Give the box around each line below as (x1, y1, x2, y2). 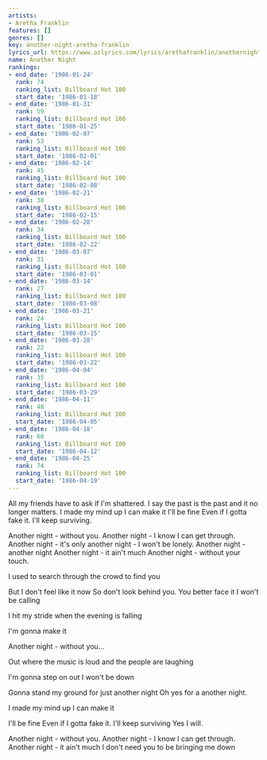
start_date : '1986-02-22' (15, 241, 102, 249)
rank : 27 (15, 285, 44, 293)
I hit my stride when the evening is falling (8, 611, 142, 620)
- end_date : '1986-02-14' (8, 160, 94, 168)
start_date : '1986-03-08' (15, 299, 102, 307)
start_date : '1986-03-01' (15, 270, 102, 278)
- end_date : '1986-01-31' (8, 100, 94, 108)
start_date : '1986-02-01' (15, 152, 102, 160)
